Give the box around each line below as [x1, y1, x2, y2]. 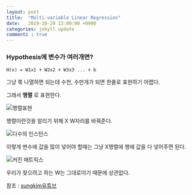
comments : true [6, 32, 47, 38]
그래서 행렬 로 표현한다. [6, 91, 62, 99]
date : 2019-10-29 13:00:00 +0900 [6, 20, 97, 26]
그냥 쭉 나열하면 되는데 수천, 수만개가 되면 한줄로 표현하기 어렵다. [6, 79, 160, 86]
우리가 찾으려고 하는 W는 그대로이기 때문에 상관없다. [6, 169, 130, 177]
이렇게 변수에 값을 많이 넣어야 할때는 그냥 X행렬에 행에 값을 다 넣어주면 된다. [6, 143, 187, 151]
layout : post [6, 9, 39, 15]
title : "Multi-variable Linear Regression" [6, 15, 121, 21]
